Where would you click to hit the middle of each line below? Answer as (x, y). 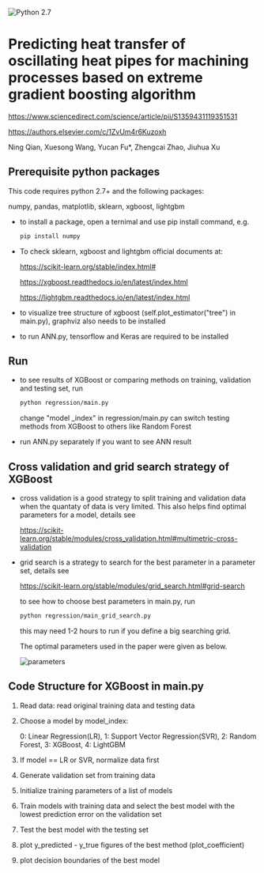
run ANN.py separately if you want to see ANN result (106, 442)
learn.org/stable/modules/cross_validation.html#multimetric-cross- (129, 539)
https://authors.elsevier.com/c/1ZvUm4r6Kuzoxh (87, 131)
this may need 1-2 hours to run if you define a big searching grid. (125, 631)
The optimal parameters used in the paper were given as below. (123, 646)
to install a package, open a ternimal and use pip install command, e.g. (134, 221)
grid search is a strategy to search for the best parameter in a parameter (138, 562)
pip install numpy (50, 236)
